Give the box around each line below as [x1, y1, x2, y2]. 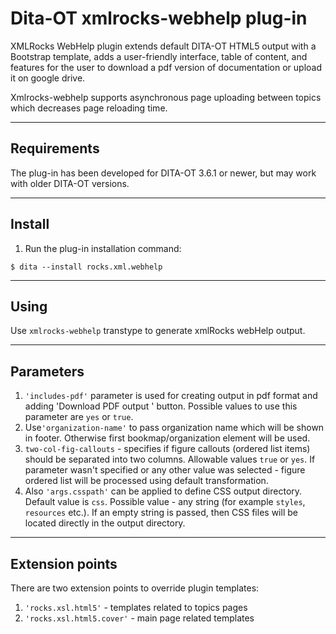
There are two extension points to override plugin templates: [10, 582, 260, 594]
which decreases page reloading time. [10, 102, 168, 114]
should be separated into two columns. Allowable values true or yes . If [24, 453, 316, 466]
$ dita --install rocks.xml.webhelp [10, 262, 163, 272]
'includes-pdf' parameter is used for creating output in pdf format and [24, 390, 318, 402]
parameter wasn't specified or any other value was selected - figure [24, 464, 306, 476]
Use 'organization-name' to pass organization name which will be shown [24, 422, 325, 434]
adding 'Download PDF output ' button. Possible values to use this [24, 400, 298, 412]
